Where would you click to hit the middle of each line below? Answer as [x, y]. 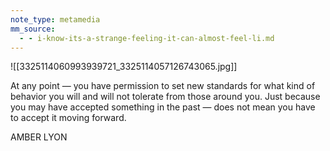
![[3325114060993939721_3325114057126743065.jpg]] [124, 67]
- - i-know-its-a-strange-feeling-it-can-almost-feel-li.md [147, 38]
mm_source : [33, 29]
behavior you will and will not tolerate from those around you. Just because [165, 97]
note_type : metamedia [55, 19]
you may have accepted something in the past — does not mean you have [163, 107]
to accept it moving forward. [68, 118]
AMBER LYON [39, 137]
